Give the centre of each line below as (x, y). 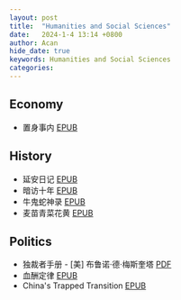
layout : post (34, 18)
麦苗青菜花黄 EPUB (58, 213)
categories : (32, 68)
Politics (31, 241)
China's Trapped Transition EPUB (84, 286)
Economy (36, 105)
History (31, 156)
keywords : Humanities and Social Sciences (90, 59)
